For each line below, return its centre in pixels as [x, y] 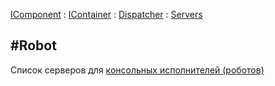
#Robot [33, 45]
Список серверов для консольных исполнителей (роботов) [137, 70]
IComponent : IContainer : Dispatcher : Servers [106, 14]
